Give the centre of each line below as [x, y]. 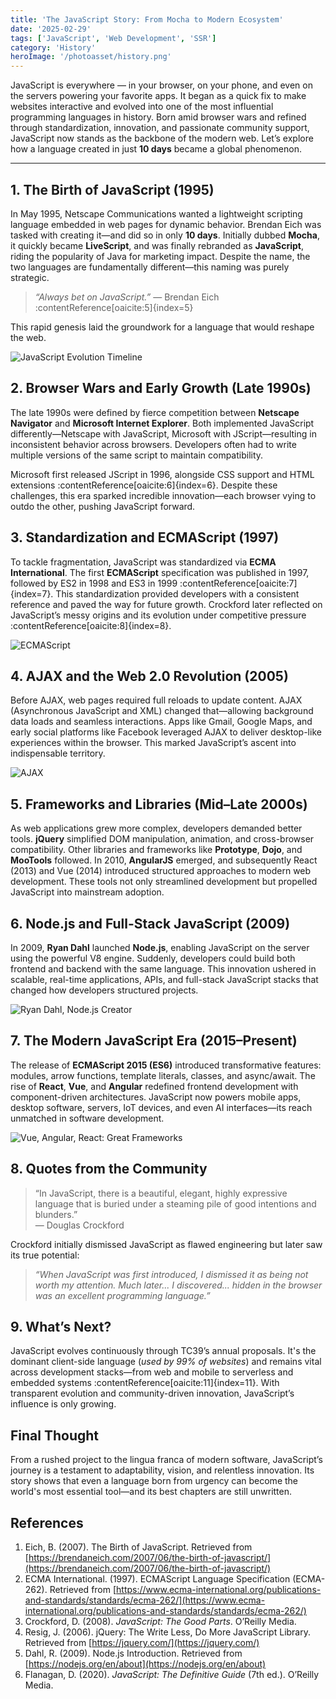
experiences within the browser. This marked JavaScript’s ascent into [153, 743]
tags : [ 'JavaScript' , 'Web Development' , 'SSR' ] [113, 38]
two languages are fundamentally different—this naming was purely [150, 267]
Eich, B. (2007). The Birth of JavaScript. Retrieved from [138, 1547]
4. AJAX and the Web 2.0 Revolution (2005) [149, 676]
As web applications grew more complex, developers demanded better [156, 828]
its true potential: [45, 1255]
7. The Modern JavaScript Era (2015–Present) [154, 1041]
